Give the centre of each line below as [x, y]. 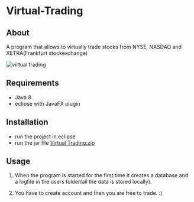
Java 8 [23, 97]
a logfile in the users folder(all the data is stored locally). [83, 182]
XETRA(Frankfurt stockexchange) [47, 53]
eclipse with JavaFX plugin [47, 103]
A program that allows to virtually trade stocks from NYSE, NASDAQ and [94, 47]
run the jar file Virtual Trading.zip [55, 142]
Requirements [33, 83]
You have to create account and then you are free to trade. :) [88, 193]
